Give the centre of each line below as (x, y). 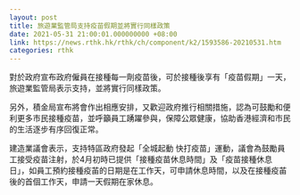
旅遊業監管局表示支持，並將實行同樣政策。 (87, 88)
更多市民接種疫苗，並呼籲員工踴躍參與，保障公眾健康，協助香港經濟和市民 (154, 118)
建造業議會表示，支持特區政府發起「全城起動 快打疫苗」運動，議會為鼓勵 (143, 149)
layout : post (33, 17)
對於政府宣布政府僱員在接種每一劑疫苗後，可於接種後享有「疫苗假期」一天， (150, 77)
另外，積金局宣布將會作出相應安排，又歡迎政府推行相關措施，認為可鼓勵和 (146, 107)
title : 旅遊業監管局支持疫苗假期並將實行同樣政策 (90, 26)
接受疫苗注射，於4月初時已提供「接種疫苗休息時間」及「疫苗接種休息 (145, 159)
